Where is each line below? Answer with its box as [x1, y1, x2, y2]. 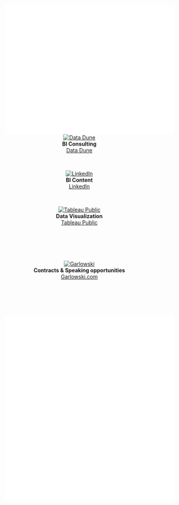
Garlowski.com [61, 273, 98, 280]
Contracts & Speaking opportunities [33, 267, 126, 274]
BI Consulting [62, 140, 97, 147]
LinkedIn [68, 183, 90, 190]
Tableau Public [61, 219, 98, 226]
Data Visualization [56, 212, 103, 220]
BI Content [65, 176, 93, 184]
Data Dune [66, 147, 93, 154]
